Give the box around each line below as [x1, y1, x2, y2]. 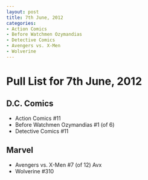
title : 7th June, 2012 [6, 15, 63, 21]
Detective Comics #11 [14, 127, 69, 135]
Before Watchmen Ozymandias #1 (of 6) [14, 121, 115, 128]
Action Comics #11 [14, 115, 61, 122]
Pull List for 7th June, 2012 [6, 74, 143, 88]
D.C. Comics [6, 98, 54, 109]
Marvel [6, 145, 34, 155]
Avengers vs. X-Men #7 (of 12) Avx [14, 161, 102, 168]
